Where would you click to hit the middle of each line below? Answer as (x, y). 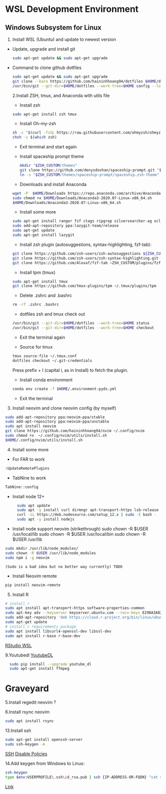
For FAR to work (29, 459)
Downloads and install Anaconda (53, 184)
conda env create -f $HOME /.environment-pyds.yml (64, 389)
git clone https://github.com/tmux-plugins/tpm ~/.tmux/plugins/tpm (84, 286)
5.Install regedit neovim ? (31, 702)
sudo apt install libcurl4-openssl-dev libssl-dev (58, 631)
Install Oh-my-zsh (38, 124)
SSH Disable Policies (26, 754)
